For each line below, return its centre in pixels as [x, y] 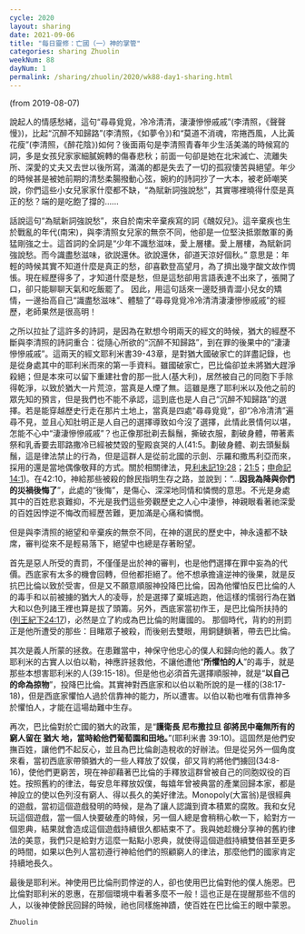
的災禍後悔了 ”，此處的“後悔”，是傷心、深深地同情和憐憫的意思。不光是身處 [150, 490]
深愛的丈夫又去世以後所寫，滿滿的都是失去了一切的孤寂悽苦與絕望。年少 [160, 167]
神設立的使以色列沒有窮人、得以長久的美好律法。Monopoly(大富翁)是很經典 [151, 794]
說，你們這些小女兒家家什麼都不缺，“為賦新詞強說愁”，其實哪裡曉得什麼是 [148, 190]
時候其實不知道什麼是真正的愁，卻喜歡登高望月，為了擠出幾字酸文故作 [156, 266]
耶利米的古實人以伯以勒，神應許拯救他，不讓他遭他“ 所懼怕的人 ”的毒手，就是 [152, 661]
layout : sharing [40, 26]
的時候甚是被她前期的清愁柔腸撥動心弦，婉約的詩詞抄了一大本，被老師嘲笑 [148, 178]
